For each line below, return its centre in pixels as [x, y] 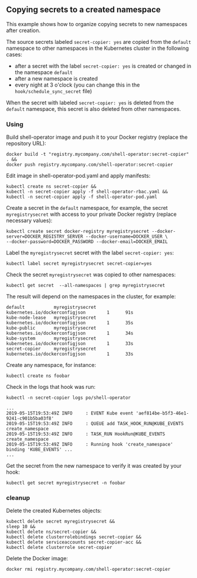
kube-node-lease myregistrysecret [51, 318]
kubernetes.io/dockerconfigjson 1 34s [70, 333]
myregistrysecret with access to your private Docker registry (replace [91, 214]
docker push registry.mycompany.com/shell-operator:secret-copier [90, 165]
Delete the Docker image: [37, 558]
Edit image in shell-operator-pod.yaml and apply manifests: [78, 176]
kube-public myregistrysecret [51, 328]
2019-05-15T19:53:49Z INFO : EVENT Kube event [70, 413]
